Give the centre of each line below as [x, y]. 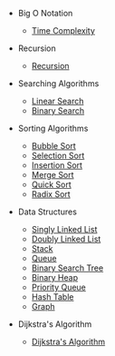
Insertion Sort [57, 165]
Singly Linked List [64, 229]
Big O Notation [45, 13]
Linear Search [57, 101]
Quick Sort [52, 184]
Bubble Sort [54, 146]
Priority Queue [58, 287]
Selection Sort [58, 155]
